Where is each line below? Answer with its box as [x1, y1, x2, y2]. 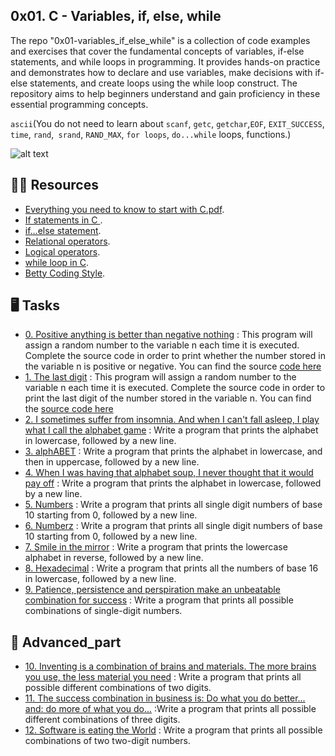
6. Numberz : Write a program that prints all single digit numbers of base [24, 520, 323, 532]
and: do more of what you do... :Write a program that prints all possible [24, 703, 317, 715]
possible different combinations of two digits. [24, 682, 212, 694]
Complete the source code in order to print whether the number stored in [24, 350, 326, 362]
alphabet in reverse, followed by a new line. [24, 552, 204, 564]
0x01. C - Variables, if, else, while [10, 8, 222, 25]
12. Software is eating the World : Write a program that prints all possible [24, 724, 323, 736]
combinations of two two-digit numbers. [24, 735, 191, 747]
